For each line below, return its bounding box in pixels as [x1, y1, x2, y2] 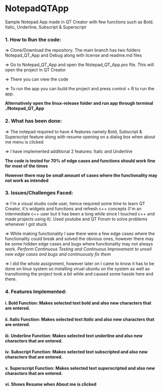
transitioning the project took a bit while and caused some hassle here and [5, 271, 154, 277]
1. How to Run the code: [5, 36, 61, 43]
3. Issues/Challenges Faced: [5, 190, 74, 196]
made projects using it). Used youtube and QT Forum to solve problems [5, 216, 147, 222]
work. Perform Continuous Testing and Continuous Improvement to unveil [5, 246, 152, 252]
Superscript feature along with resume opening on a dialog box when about [5, 134, 156, 140]
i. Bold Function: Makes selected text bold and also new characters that [5, 300, 151, 306]
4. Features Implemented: [5, 288, 67, 295]
